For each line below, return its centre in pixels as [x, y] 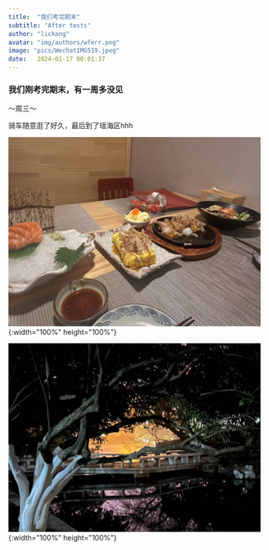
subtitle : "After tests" [50, 25]
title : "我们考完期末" [44, 17]
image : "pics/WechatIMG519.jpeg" [64, 51]
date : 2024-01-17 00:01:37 [57, 59]
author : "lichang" [39, 34]
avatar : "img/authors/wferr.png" [64, 42]
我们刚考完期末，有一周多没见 [66, 90]
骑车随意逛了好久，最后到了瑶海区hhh [71, 126]
